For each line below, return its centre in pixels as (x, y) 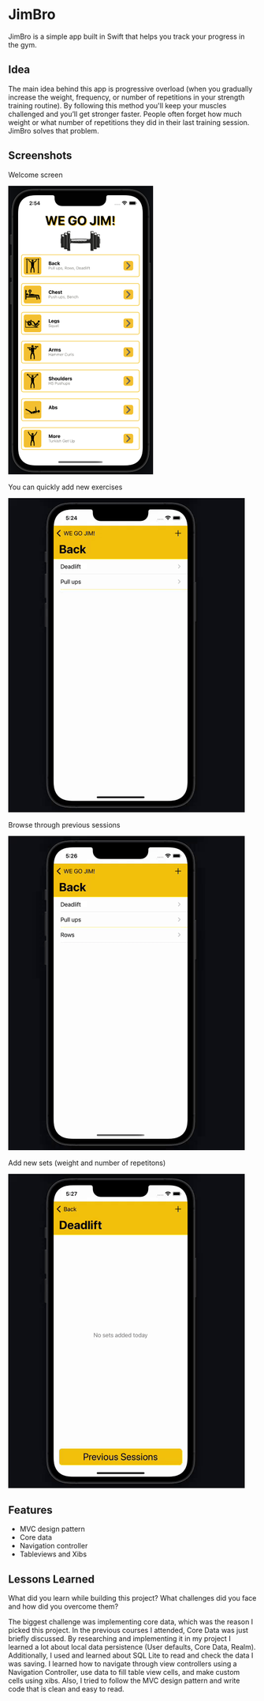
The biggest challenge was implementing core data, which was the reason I (131, 1622)
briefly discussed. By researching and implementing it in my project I (119, 1639)
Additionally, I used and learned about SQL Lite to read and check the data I (131, 1656)
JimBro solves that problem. (54, 130)
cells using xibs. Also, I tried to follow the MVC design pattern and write (124, 1680)
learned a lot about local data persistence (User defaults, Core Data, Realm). (132, 1647)
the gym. (22, 44)
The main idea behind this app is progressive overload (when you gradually (130, 89)
